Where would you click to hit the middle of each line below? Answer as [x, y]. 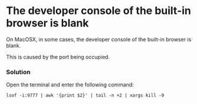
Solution [19, 72]
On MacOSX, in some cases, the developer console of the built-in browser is [99, 39]
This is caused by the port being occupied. [58, 57]
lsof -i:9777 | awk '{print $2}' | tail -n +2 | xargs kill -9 [85, 96]
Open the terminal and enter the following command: [70, 85]
